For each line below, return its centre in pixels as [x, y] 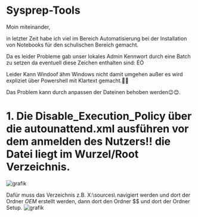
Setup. [14, 207]
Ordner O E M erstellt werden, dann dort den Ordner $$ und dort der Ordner [98, 201]
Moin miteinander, [28, 27]
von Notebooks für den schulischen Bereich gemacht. [72, 45]
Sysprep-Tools [43, 10]
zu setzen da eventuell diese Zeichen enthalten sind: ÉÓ [75, 63]
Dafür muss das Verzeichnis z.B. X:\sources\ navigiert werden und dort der [98, 195]
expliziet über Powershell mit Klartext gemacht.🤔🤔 [68, 80]
